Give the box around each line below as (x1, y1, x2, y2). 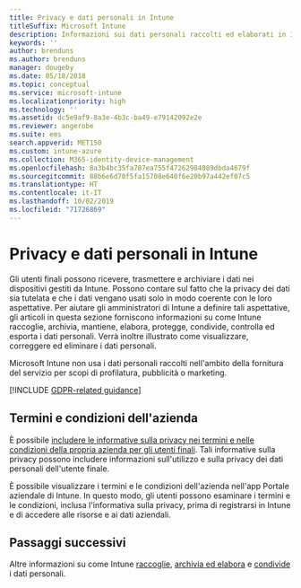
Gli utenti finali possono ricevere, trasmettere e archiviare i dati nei (9, 273, 254, 284)
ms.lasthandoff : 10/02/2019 (9, 197, 115, 206)
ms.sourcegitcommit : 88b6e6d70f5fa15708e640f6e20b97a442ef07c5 (9, 171, 251, 180)
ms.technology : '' (9, 105, 78, 114)
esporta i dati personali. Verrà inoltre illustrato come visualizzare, (9, 330, 249, 341)
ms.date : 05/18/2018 (9, 72, 87, 81)
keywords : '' (9, 38, 58, 48)
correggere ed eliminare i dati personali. (9, 340, 157, 351)
